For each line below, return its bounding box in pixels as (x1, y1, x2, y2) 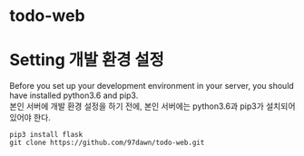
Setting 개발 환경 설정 (9, 50, 165, 71)
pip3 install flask (9, 131, 83, 140)
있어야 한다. (9, 112, 52, 123)
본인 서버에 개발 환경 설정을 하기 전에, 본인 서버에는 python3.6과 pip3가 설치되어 (9, 101, 296, 112)
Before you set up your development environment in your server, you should (9, 81, 295, 92)
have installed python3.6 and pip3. (9, 90, 139, 101)
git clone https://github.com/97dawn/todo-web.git (9, 138, 205, 148)
